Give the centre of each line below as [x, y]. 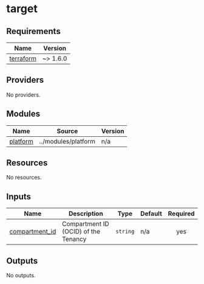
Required [181, 213]
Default [151, 213]
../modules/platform [67, 141]
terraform [23, 58]
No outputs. [21, 275]
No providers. [23, 95]
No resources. [24, 178]
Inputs [19, 196]
